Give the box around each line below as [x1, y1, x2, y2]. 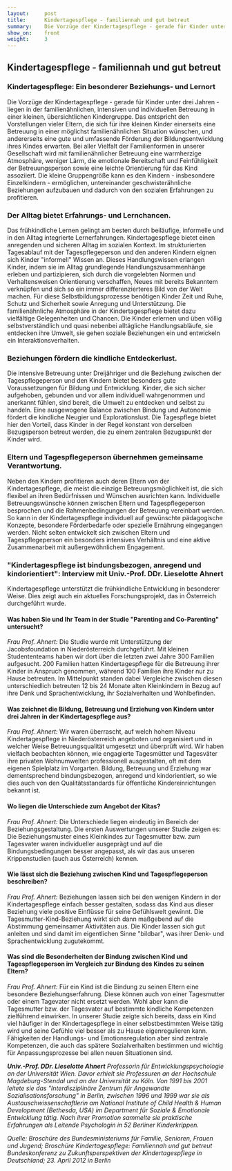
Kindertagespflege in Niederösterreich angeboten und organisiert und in [7, 735, 213, 743]
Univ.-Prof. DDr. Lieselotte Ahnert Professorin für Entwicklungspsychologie [7, 1062, 224, 1071]
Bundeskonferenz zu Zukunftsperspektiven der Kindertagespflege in [7, 1149, 202, 1157]
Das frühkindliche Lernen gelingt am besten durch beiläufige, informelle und [7, 226, 224, 235]
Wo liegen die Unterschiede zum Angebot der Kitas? [7, 802, 161, 810]
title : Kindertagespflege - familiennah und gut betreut [7, 17, 190, 23]
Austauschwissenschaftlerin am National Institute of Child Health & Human [7, 1099, 222, 1107]
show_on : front [7, 29, 60, 37]
